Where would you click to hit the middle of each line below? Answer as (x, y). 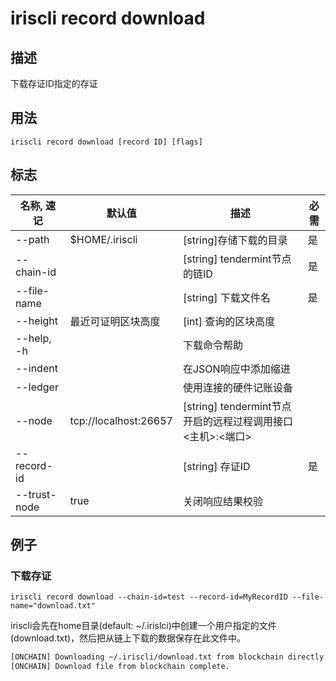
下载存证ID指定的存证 (54, 83)
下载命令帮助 (212, 345)
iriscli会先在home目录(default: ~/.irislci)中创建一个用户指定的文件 (143, 626)
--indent (36, 368)
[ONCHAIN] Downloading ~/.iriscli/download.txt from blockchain (147, 657)
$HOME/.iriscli (103, 239)
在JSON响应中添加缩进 (236, 369)
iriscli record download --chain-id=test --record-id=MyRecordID (149, 597)
